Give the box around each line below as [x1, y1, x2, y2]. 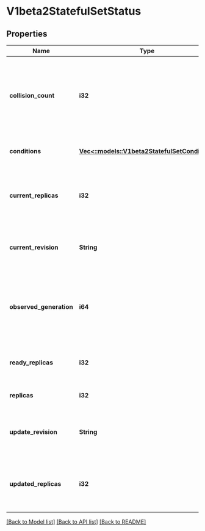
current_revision [9, 243, 59, 251]
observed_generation [9, 303, 73, 311]
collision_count [9, 92, 55, 99]
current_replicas [9, 191, 59, 200]
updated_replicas [9, 480, 62, 488]
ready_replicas [9, 358, 54, 367]
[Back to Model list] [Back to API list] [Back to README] [6, 518, 146, 526]
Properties [6, 29, 48, 39]
